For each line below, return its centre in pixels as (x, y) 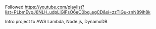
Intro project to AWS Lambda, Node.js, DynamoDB (56, 22)
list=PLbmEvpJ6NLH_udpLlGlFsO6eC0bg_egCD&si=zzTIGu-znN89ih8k (78, 12)
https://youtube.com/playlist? (54, 7)
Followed (14, 7)
